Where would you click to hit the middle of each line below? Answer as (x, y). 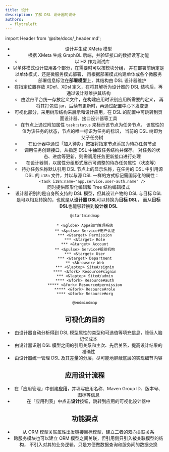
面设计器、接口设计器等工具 (89, 118)
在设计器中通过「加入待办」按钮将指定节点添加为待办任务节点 (92, 144)
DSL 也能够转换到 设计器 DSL (89, 206)
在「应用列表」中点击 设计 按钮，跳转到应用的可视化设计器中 (88, 401)
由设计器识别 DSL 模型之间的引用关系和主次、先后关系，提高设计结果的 (89, 345)
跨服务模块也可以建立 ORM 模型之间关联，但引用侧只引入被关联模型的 (86, 438)
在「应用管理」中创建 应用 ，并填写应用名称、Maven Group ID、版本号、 (89, 388)
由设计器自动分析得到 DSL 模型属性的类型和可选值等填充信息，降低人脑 (89, 333)
